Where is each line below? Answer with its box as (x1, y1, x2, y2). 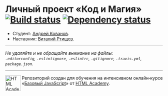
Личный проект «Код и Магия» (5, 3, 142, 15)
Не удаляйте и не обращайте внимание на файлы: (5, 50, 113, 56)
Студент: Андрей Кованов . (12, 30, 69, 36)
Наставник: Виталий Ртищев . (12, 36, 74, 42)
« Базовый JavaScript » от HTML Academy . (21, 80, 110, 86)
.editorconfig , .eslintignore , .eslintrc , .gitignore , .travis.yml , (5, 55, 142, 61)
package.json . (5, 61, 33, 67)
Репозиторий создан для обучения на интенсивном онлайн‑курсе (21, 75, 163, 81)
